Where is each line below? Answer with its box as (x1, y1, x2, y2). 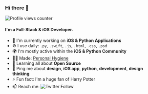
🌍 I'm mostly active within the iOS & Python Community (12, 48, 127, 54)
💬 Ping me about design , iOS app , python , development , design (12, 65, 143, 71)
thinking (12, 71, 30, 76)
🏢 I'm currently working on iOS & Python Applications (12, 38, 122, 43)
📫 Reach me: (12, 83, 40, 89)
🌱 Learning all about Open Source (12, 60, 81, 66)
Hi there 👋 (5, 4, 29, 11)
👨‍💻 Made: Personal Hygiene (12, 55, 69, 61)
